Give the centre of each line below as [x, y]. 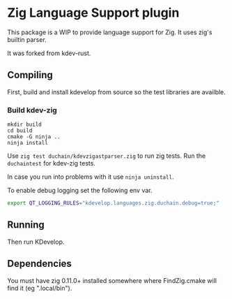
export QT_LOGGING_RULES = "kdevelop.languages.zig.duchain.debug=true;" [113, 203]
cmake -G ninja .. [34, 137]
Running [26, 225]
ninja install [28, 143]
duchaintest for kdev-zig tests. [52, 163]
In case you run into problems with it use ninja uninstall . [91, 177]
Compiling [30, 75]
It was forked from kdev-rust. [49, 53]
